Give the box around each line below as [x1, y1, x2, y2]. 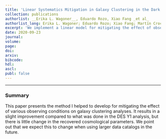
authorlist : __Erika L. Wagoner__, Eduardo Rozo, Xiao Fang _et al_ [5, 16, 149, 21]
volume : [5, 39, 21, 44]
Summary [5, 92, 30, 99]
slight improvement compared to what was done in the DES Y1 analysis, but [5, 113, 159, 119]
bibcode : [5, 57, 23, 62]
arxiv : [5, 53, 19, 58]
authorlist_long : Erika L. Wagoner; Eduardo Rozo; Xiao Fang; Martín [5, 21, 152, 26]
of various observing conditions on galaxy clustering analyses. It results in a [5, 109, 160, 114]
